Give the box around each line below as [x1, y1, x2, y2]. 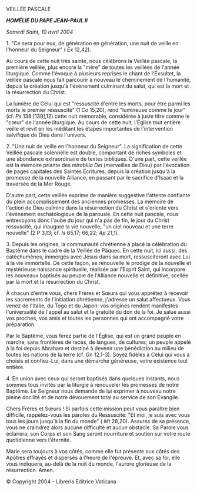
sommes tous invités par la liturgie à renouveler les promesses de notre [6, 381, 179, 388]
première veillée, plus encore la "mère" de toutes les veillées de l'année [6, 64, 180, 71]
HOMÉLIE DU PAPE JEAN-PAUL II [6, 17, 88, 24]
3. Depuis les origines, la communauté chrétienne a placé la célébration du [6, 241, 187, 247]
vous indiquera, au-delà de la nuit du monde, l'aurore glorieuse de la [6, 460, 172, 467]
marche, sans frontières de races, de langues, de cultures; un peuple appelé [6, 339, 191, 346]
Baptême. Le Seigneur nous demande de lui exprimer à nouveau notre [6, 387, 176, 394]
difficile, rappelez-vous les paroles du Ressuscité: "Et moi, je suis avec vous [6, 412, 190, 418]
